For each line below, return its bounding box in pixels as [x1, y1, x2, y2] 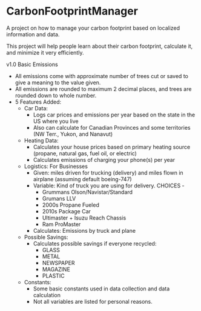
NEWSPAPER [42, 259, 75, 266]
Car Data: [24, 104, 48, 112]
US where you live [33, 117, 79, 125]
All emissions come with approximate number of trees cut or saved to [15, 72, 189, 79]
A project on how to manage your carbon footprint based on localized [6, 24, 180, 32]
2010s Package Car [42, 207, 91, 215]
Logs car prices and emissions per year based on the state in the [33, 111, 196, 118]
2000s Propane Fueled [42, 201, 100, 209]
